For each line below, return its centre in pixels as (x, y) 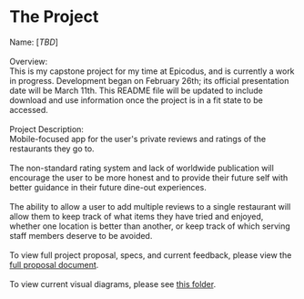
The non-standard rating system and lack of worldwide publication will (142, 168)
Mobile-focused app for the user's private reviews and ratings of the (138, 139)
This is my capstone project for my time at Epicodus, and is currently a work (152, 71)
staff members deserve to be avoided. (81, 235)
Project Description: (47, 129)
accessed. (29, 109)
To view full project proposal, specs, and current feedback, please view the (151, 255)
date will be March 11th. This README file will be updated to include (137, 90)
